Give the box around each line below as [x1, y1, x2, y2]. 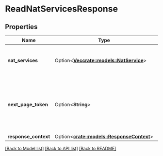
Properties [5, 23, 38, 31]
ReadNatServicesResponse [5, 3, 118, 14]
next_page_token [7, 101, 49, 108]
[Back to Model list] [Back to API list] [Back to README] [5, 146, 116, 151]
